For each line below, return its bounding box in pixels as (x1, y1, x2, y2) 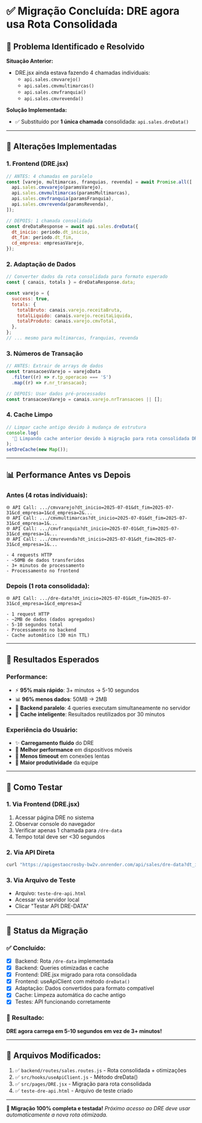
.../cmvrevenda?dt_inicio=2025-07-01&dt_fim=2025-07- (39, 536, 177, 542)
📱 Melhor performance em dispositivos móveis (14, 746, 133, 753)
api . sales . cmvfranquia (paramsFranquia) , (11, 196, 114, 202)
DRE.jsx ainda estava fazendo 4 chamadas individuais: (14, 69, 150, 76)
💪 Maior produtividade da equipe (14, 759, 99, 766)
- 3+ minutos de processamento (6, 562, 85, 568)
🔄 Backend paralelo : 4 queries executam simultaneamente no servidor (14, 704, 191, 711)
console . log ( (6, 430, 39, 436)
